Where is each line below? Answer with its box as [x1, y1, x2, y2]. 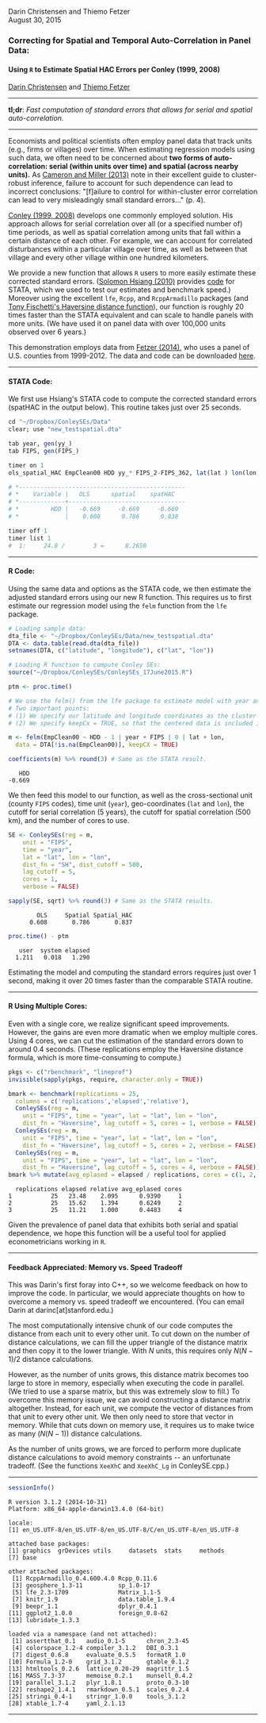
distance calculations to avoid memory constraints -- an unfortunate [8, 1452, 231, 1463]
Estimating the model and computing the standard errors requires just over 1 [8, 967, 256, 977]
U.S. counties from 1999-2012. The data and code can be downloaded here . [8, 351, 256, 360]
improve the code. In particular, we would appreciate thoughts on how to [8, 1289, 245, 1298]
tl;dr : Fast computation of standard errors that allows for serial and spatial [8, 105, 253, 114]
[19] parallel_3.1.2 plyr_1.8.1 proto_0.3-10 [8, 1679, 190, 1687]
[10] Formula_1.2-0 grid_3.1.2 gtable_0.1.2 [8, 1658, 190, 1666]
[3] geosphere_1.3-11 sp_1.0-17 [11, 1582, 150, 1590]
